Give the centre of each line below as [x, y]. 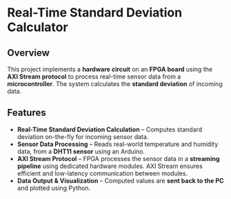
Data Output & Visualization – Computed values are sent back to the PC [120, 180]
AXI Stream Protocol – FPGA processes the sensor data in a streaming [118, 158]
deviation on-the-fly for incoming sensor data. [83, 136]
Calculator [38, 27]
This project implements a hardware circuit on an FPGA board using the [110, 69]
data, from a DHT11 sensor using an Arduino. [81, 151]
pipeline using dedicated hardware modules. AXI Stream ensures [110, 166]
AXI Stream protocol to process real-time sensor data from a [94, 76]
